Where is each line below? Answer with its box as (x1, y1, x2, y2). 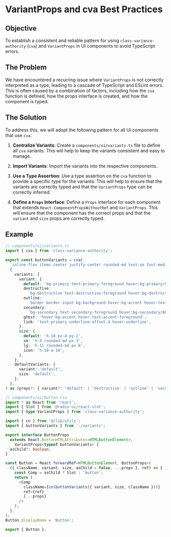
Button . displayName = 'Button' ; (5, 518, 74, 523)
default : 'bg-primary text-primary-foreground (23, 281, 124, 287)
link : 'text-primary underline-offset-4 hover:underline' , (23, 319, 152, 324)
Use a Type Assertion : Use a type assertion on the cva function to (12, 173, 152, 179)
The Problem (5, 63, 47, 72)
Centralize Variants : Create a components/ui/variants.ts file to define (12, 142, 161, 148)
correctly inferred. (12, 189, 51, 195)
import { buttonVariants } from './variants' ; (5, 423, 106, 429)
